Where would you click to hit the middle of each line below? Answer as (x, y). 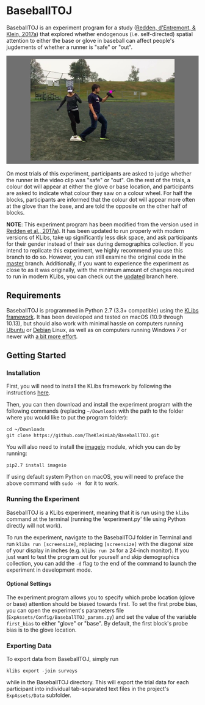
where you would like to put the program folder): (67, 418)
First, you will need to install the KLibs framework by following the (89, 386)
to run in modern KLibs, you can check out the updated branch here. (92, 276)
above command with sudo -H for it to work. (63, 483)
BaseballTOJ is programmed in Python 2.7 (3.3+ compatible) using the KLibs (103, 310)
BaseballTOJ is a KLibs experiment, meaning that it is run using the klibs (98, 512)
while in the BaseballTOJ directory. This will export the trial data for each (98, 682)
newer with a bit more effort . (42, 336)
